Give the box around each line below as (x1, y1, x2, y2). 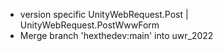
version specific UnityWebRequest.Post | (19, 9, 189, 20)
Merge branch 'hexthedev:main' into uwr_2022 (19, 30, 214, 41)
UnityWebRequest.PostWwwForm (19, 19, 160, 31)
